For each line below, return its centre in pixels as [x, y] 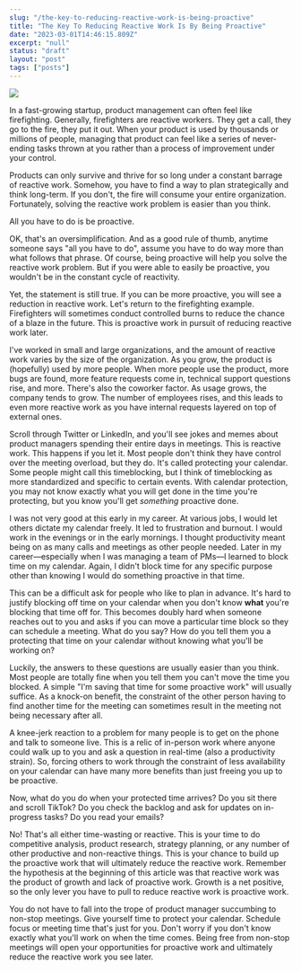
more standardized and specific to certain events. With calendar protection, [149, 481]
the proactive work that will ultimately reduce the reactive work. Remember [148, 862]
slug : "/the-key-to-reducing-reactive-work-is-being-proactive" [132, 18]
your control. [33, 157]
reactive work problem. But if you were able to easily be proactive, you [140, 267]
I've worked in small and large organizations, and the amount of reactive [142, 349]
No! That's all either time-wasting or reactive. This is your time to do [135, 834]
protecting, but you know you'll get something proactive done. [124, 500]
